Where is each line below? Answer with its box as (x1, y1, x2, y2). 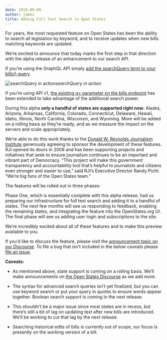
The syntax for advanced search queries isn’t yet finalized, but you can (12, 283, 159, 290)
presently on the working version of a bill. (12, 329, 98, 335)
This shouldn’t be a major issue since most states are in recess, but (12, 304, 151, 310)
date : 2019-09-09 (5, 7, 41, 12)
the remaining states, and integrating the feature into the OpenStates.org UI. (5, 208, 162, 215)
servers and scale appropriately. (5, 126, 71, 132)
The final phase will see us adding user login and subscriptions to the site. (5, 214, 158, 220)
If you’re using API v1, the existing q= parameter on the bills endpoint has (5, 90, 156, 96)
